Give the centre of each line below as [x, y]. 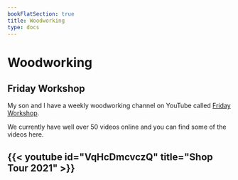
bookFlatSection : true [41, 14]
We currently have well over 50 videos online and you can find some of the [117, 127]
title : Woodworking [36, 21]
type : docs [23, 27]
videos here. [26, 134]
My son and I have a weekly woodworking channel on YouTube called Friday [119, 106]
